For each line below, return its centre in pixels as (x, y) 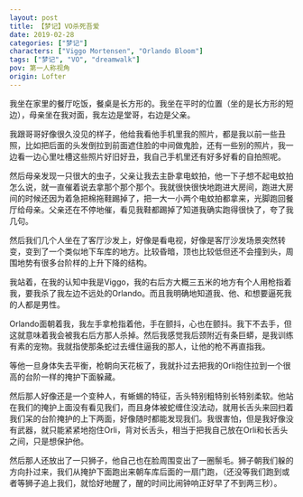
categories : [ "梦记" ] (49, 43)
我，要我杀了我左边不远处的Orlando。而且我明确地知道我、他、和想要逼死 (147, 293)
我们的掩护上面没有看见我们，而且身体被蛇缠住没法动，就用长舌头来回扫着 (155, 407)
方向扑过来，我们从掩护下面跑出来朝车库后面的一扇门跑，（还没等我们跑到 (146, 472)
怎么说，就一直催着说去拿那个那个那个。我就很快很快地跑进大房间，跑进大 (147, 187)
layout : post (34, 18)
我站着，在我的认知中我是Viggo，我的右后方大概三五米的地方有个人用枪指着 (151, 282)
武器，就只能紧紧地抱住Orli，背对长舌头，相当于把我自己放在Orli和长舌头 (152, 429)
